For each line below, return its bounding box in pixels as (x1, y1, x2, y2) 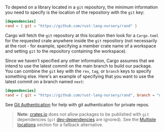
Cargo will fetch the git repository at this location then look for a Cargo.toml (5, 32, 159, 38)
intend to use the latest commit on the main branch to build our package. (5, 63, 152, 68)
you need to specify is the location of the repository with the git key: (5, 9, 145, 15)
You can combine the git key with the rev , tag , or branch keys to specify (5, 68, 151, 74)
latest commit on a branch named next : (5, 78, 84, 84)
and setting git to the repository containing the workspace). (5, 48, 127, 54)
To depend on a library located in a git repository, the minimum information (5, 4, 158, 10)
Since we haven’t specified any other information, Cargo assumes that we (5, 58, 155, 64)
